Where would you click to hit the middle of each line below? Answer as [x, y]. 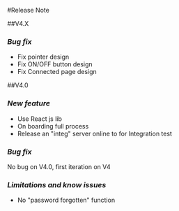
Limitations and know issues [57, 184]
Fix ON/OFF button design [55, 64]
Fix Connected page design [57, 72]
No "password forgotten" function [66, 200]
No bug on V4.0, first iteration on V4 [59, 166]
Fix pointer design [43, 57]
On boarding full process [53, 126]
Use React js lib [40, 119]
